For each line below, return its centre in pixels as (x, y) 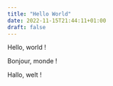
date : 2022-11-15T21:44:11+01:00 (57, 21)
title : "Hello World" (39, 14)
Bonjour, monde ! (32, 61)
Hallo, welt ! (25, 75)
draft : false (27, 27)
